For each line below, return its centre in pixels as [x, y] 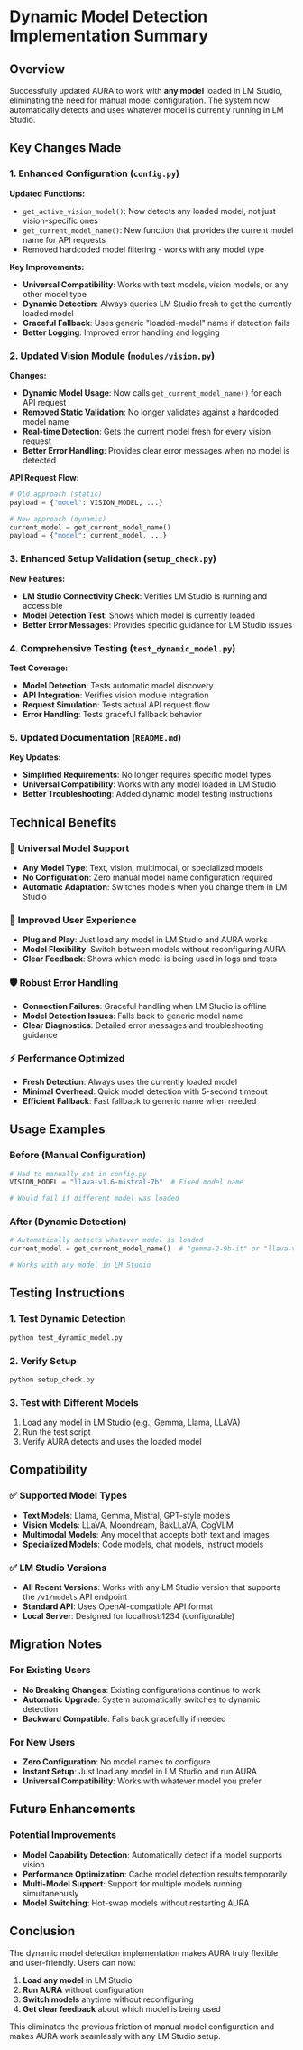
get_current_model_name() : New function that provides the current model [158, 230]
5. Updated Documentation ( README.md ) [96, 737]
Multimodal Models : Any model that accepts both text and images [146, 1534]
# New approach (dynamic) [58, 519]
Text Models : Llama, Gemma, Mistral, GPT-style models [126, 1515]
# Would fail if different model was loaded [94, 1199]
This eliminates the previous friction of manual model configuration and [142, 2027]
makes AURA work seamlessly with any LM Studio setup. [115, 2036]
